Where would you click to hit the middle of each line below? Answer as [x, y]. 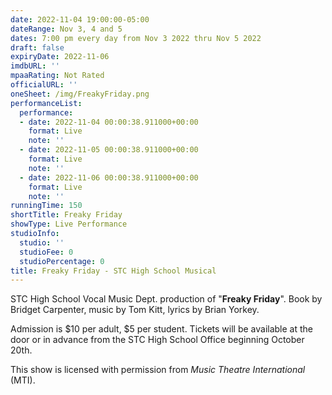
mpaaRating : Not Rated [57, 76]
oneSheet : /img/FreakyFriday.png [80, 94]
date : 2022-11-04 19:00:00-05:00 [80, 19]
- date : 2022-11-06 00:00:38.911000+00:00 [109, 177]
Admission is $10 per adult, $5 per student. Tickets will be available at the [161, 329]
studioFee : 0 [46, 252]
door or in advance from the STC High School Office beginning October [157, 340]
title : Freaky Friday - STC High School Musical [113, 271]
